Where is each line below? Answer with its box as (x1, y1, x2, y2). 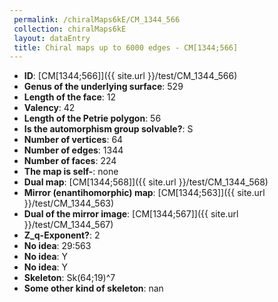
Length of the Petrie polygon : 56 (23, 112, 162, 125)
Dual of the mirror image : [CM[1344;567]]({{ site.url (23, 208, 239, 220)
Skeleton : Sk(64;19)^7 (23, 272, 116, 284)
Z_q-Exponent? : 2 (23, 229, 101, 241)
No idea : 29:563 (23, 240, 92, 252)
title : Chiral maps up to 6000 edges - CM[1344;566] (13, 42, 239, 53)
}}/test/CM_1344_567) (23, 219, 114, 231)
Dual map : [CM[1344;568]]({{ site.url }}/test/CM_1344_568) (23, 176, 269, 188)
